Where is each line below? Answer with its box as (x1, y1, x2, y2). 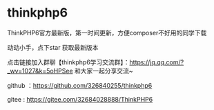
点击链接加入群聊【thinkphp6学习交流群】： (7, 57, 130, 66)
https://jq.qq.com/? (129, 57, 184, 66)
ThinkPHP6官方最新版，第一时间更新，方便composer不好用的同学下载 (7, 28, 207, 37)
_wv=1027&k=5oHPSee (7, 66, 74, 75)
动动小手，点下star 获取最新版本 (7, 43, 99, 51)
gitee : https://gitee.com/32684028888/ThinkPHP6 (7, 95, 153, 103)
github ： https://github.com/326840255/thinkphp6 (7, 81, 153, 89)
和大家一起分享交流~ (75, 66, 133, 75)
